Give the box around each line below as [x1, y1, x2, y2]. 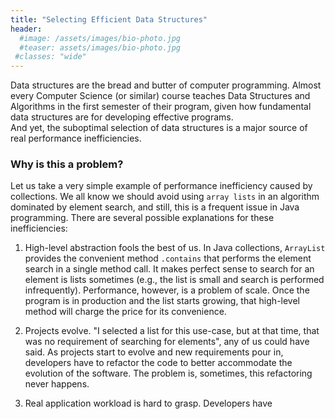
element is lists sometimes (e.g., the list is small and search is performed [24, 274, 325, 286]
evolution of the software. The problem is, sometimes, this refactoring [24, 367, 313, 380]
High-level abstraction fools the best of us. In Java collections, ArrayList [24, 242, 326, 254]
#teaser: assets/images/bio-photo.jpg [19, 42, 182, 53]
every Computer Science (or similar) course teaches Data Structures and [10, 90, 311, 102]
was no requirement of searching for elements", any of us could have [24, 336, 310, 348]
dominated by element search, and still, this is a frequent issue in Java [10, 201, 300, 213]
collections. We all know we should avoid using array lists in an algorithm [10, 191, 320, 203]
